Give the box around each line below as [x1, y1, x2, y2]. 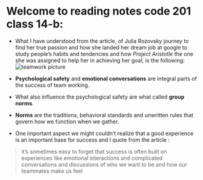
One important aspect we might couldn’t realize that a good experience [15, 130, 194, 137]
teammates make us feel [21, 167, 83, 175]
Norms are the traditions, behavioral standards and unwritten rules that [15, 111, 193, 119]
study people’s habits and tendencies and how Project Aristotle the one [15, 50, 193, 57]
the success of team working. [15, 81, 90, 89]
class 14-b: [6, 17, 64, 31]
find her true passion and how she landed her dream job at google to [15, 44, 187, 51]
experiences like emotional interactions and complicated [21, 154, 163, 162]
